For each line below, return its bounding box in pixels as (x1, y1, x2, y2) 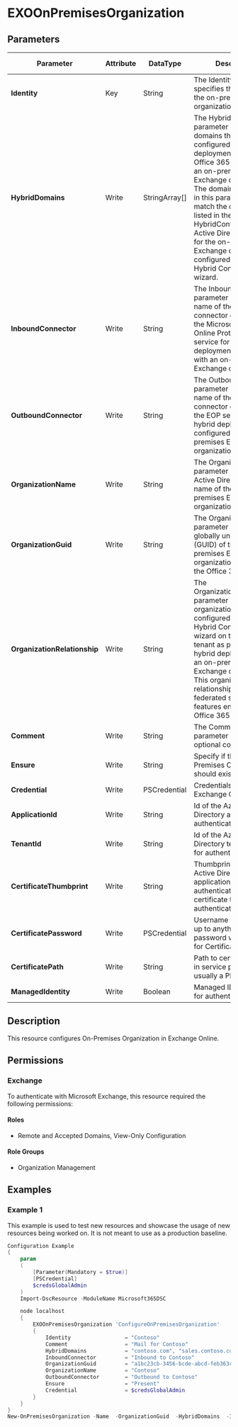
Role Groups (7, 1147, 45, 1156)
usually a (193, 971, 224, 980)
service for (193, 337, 230, 346)
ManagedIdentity (11, 987, 71, 996)
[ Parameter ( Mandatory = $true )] (33, 1269, 129, 1276)
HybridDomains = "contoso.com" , (45, 1347, 176, 1354)
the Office (193, 567, 227, 576)
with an (193, 355, 218, 364)
